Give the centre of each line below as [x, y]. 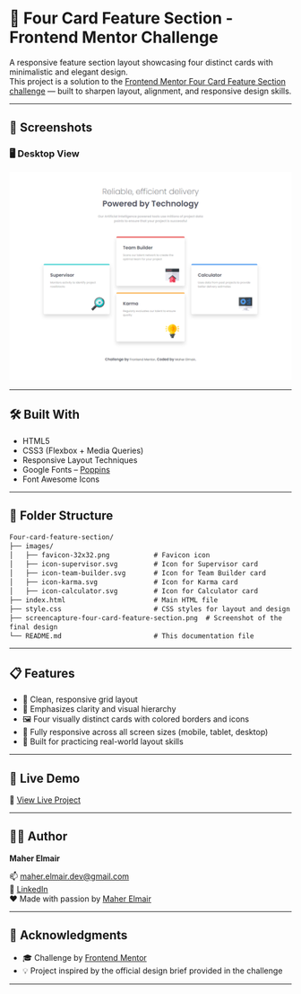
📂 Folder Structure [61, 515]
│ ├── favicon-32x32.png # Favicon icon [110, 555]
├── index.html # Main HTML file [114, 600]
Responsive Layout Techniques [80, 460]
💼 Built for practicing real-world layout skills [103, 741]
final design [34, 627]
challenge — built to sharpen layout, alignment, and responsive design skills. [150, 91]
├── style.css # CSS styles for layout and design [150, 609]
